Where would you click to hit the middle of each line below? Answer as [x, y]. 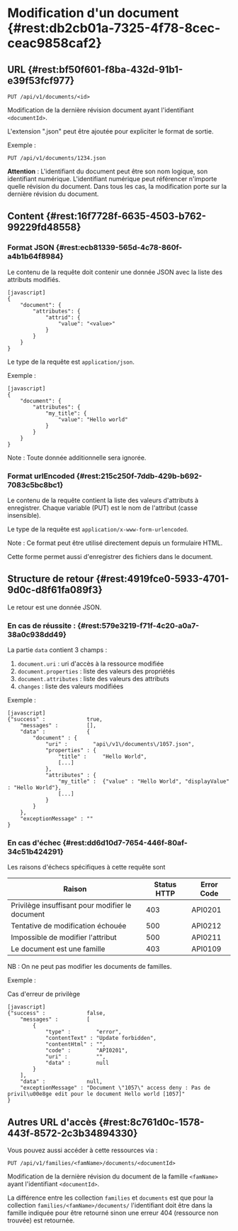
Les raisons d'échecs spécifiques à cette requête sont [86, 867]
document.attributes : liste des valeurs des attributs [93, 679]
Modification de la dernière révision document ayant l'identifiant [101, 110]
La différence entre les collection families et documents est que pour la [110, 1198]
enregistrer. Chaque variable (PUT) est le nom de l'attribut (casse [103, 508]
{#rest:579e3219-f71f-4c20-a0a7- [138, 625]
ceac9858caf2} [55, 43]
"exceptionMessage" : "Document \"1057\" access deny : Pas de [115, 1088]
